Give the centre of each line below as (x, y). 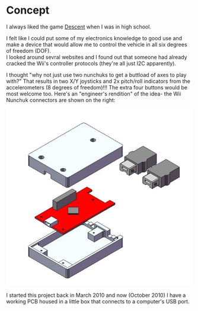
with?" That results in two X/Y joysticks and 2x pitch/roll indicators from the (98, 81)
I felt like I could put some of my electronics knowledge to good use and (94, 38)
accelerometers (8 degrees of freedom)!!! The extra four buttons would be (97, 87)
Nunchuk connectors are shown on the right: (61, 100)
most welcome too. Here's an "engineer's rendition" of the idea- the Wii (94, 94)
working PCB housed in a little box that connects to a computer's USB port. (98, 301)
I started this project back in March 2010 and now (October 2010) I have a (96, 295)
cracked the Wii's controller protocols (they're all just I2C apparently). (91, 63)
